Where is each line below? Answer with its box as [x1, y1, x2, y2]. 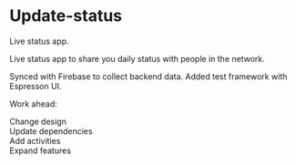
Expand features [9, 145, 71, 156]
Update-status [9, 5, 123, 26]
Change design [9, 116, 66, 127]
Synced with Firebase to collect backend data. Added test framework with [9, 70, 288, 82]
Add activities [9, 135, 61, 146]
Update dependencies [9, 125, 93, 137]
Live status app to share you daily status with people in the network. [9, 53, 266, 64]
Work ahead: [9, 98, 57, 109]
